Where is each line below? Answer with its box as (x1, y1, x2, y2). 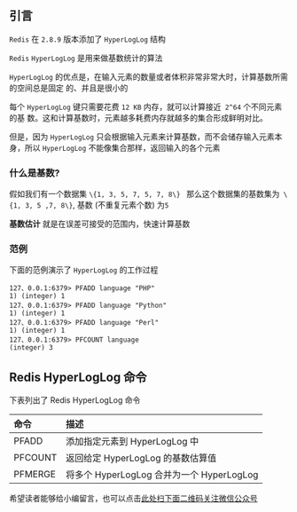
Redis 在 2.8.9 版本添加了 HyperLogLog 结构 (9, 34, 167, 44)
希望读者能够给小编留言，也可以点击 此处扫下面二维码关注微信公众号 (9, 493, 258, 504)
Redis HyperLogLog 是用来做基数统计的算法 (9, 52, 163, 63)
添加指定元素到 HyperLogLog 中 (65, 436, 199, 448)
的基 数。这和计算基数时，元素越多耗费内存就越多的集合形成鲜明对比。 (9, 112, 268, 122)
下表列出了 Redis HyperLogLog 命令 (9, 395, 141, 406)
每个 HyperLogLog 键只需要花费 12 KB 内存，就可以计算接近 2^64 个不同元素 (9, 101, 283, 112)
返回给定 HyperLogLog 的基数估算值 (65, 452, 217, 464)
